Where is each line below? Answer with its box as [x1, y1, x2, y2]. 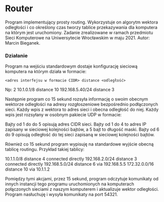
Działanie [5, 52, 28, 59]
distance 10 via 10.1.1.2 [5, 166, 50, 172]
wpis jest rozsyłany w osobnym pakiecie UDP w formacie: [5, 112, 122, 118]
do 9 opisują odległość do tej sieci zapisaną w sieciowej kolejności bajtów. [5, 132, 155, 138]
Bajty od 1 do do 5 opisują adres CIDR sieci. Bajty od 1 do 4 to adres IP [5, 121, 147, 127]
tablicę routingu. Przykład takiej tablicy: [5, 147, 85, 152]
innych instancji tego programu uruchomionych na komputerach [5, 181, 135, 187]
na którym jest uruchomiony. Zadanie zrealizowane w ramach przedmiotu [5, 29, 153, 35]
